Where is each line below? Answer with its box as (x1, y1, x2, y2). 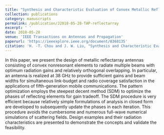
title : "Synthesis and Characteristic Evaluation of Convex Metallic (5, 7, 150, 12)
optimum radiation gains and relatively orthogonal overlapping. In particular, (5, 67, 158, 73)
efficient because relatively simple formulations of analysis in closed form (5, 98, 153, 104)
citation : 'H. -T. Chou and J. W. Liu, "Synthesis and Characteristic (5, 44, 152, 48)
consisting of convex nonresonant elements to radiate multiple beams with (5, 62, 155, 68)
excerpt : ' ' (5, 25, 32, 30)
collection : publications (5, 12, 58, 17)
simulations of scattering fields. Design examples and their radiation (5, 114, 142, 120)
